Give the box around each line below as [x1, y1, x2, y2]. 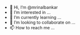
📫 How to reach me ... [9, 25, 55, 30]
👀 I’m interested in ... [9, 9, 51, 15]
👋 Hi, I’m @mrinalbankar [9, 5, 58, 10]
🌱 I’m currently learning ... [9, 15, 62, 20]
